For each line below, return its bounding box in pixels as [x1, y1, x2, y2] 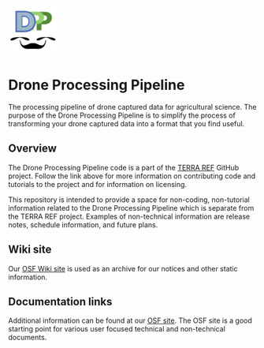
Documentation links [8, 294, 113, 309]
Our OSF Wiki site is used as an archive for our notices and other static [8, 264, 238, 273]
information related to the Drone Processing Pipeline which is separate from [8, 203, 255, 212]
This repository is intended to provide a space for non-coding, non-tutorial [8, 195, 250, 204]
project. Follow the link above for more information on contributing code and [8, 171, 256, 181]
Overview [8, 142, 58, 155]
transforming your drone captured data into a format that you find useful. [8, 118, 245, 128]
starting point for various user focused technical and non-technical [8, 324, 226, 334]
